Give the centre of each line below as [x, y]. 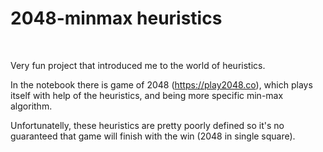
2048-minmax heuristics [116, 18]
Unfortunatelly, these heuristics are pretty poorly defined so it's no [147, 125]
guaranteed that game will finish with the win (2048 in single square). [153, 136]
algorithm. [31, 106]
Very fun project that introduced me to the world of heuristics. [138, 65]
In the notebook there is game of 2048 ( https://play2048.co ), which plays [161, 84]
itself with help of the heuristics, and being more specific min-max [147, 95]
